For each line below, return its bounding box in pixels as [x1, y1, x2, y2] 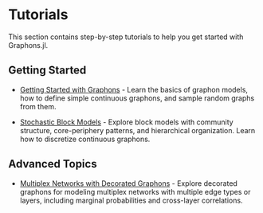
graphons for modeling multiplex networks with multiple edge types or [19, 187, 251, 196]
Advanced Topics [8, 157, 97, 171]
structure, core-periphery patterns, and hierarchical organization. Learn [19, 125, 256, 135]
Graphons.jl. [8, 40, 49, 49]
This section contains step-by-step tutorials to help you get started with [8, 32, 244, 41]
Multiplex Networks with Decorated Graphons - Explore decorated [19, 178, 237, 188]
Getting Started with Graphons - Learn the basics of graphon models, [19, 85, 249, 94]
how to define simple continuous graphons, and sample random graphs [19, 93, 255, 103]
